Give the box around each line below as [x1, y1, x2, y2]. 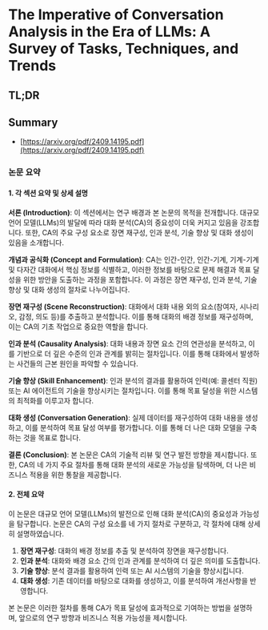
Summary [8, 115, 58, 129]
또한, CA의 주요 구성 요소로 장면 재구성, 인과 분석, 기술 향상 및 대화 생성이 [25, 227, 254, 237]
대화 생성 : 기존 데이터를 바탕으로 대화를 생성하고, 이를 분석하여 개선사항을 [19, 576, 248, 585]
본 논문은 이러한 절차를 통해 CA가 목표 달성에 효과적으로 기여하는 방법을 [8, 603, 232, 612]
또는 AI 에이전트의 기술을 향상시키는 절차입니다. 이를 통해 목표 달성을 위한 [8, 386, 238, 395]
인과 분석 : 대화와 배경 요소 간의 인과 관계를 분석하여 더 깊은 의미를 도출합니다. [19, 556, 261, 565]
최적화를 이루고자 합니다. [16, 395, 94, 405]
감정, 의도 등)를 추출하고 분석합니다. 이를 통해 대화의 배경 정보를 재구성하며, [18, 311, 254, 321]
